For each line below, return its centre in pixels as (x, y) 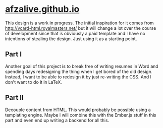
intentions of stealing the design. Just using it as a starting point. (71, 39)
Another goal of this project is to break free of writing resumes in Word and (82, 66)
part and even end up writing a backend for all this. (57, 120)
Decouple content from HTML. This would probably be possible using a (78, 110)
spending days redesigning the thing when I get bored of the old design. (79, 71)
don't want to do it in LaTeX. (34, 82)
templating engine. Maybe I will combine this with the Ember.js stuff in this (81, 115)
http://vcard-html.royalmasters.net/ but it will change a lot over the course (81, 28)
